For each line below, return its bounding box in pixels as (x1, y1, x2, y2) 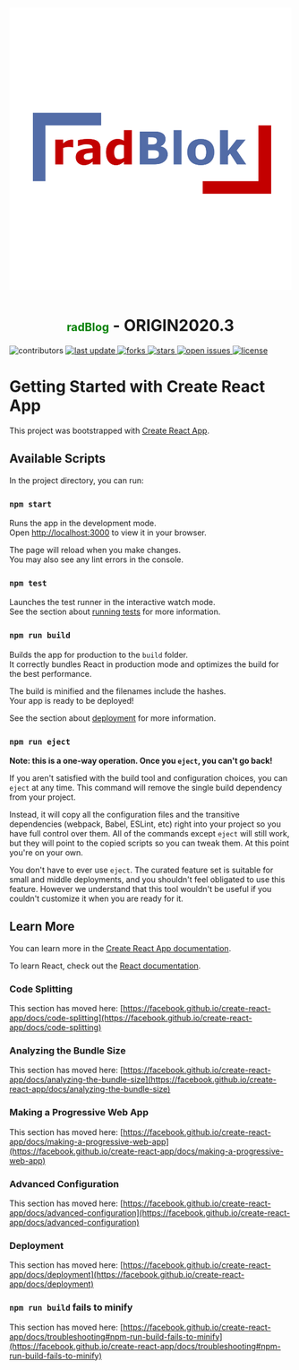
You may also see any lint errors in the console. (9, 554, 184, 565)
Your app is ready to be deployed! (9, 695, 134, 706)
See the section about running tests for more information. (9, 606, 221, 617)
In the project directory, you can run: (9, 474, 144, 486)
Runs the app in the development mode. (9, 518, 157, 529)
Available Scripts (9, 451, 106, 466)
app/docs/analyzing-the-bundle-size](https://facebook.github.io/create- (9, 1074, 278, 1085)
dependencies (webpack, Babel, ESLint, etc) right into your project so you (9, 819, 282, 829)
